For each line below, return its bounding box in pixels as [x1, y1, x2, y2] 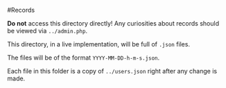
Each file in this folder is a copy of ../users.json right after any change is [7, 67, 217, 75]
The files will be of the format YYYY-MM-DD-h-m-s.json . [7, 53, 160, 62]
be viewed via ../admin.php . [7, 27, 88, 35]
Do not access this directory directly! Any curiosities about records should [7, 19, 220, 27]
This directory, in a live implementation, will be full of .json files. [7, 40, 191, 48]
